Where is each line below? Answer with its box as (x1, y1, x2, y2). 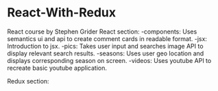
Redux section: (7, 77, 49, 85)
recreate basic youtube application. (7, 64, 108, 72)
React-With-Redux (7, 5, 117, 21)
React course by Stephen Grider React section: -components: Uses (7, 27, 197, 36)
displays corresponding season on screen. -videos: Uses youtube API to (7, 56, 212, 64)
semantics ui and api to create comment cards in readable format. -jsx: (7, 34, 208, 42)
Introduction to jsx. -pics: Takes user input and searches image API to (7, 42, 204, 50)
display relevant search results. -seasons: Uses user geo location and (7, 49, 204, 57)
